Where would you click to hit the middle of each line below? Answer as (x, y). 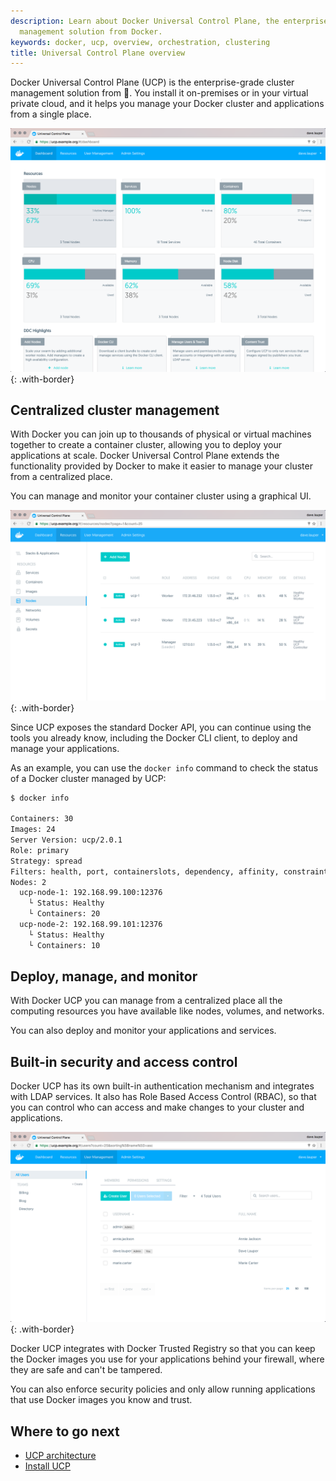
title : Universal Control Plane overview (98, 53)
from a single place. (51, 114)
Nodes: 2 (28, 882)
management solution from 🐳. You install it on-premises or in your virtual (159, 93)
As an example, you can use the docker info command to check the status (164, 767)
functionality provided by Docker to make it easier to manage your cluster (161, 466)
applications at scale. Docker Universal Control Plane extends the (145, 456)
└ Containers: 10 (64, 945)
